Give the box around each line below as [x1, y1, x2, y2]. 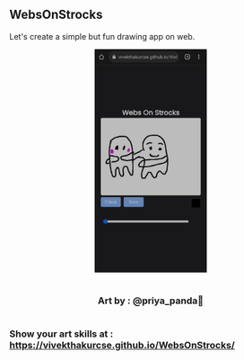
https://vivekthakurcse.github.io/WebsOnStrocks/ [9, 338, 235, 351]
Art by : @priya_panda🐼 [97, 294, 205, 307]
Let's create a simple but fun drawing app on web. [9, 31, 196, 41]
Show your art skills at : [9, 328, 114, 340]
